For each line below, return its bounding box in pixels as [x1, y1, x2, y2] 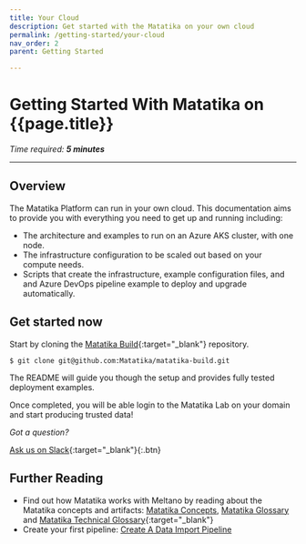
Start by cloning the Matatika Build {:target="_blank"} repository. [9, 338, 250, 349]
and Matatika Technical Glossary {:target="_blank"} [22, 514, 214, 525]
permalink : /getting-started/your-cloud [9, 30, 166, 39]
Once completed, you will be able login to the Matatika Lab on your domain [9, 399, 291, 410]
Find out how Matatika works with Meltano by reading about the [22, 495, 262, 506]
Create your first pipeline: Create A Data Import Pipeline [22, 524, 232, 535]
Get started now [9, 315, 103, 330]
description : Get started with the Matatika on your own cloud [9, 22, 255, 31]
